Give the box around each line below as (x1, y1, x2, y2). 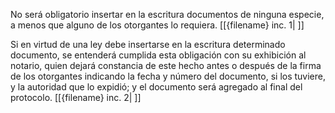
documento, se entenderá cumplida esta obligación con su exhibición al (10, 49, 307, 61)
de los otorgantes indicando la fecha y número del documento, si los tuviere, (10, 70, 327, 82)
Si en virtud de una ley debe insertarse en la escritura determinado (10, 39, 286, 50)
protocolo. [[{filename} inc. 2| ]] (10, 92, 142, 103)
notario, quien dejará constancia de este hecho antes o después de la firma (10, 60, 322, 71)
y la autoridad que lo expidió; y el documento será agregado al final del (10, 81, 303, 93)
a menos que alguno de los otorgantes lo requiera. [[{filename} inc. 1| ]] (10, 19, 305, 31)
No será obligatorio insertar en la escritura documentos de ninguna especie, (10, 9, 325, 20)
